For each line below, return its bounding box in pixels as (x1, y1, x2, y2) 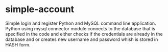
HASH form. (5, 41, 31, 47)
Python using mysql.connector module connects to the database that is (5, 25, 156, 31)
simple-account (5, 4, 75, 15)
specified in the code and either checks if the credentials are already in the (5, 31, 163, 37)
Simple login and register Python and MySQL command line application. (5, 20, 157, 26)
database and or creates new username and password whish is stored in (5, 36, 158, 42)
